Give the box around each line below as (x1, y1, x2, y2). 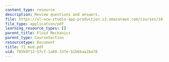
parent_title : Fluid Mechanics (5, 30, 71, 35)
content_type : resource (5, 7, 55, 12)
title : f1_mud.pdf (5, 44, 44, 49)
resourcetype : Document (5, 40, 55, 45)
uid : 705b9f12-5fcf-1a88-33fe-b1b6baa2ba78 (5, 49, 98, 54)
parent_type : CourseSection (5, 35, 64, 40)
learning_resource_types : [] (5, 26, 66, 31)
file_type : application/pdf (5, 21, 64, 26)
